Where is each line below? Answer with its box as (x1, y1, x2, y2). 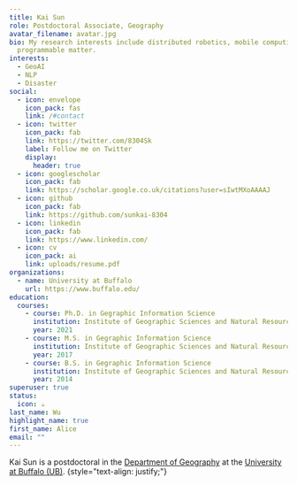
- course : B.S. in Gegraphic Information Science (25, 358, 212, 367)
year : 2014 (32, 375, 73, 384)
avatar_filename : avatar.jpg (9, 29, 117, 38)
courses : (17, 301, 49, 310)
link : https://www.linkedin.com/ (25, 235, 148, 244)
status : (9, 391, 38, 401)
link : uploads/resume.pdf (25, 260, 121, 269)
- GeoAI (17, 63, 46, 72)
